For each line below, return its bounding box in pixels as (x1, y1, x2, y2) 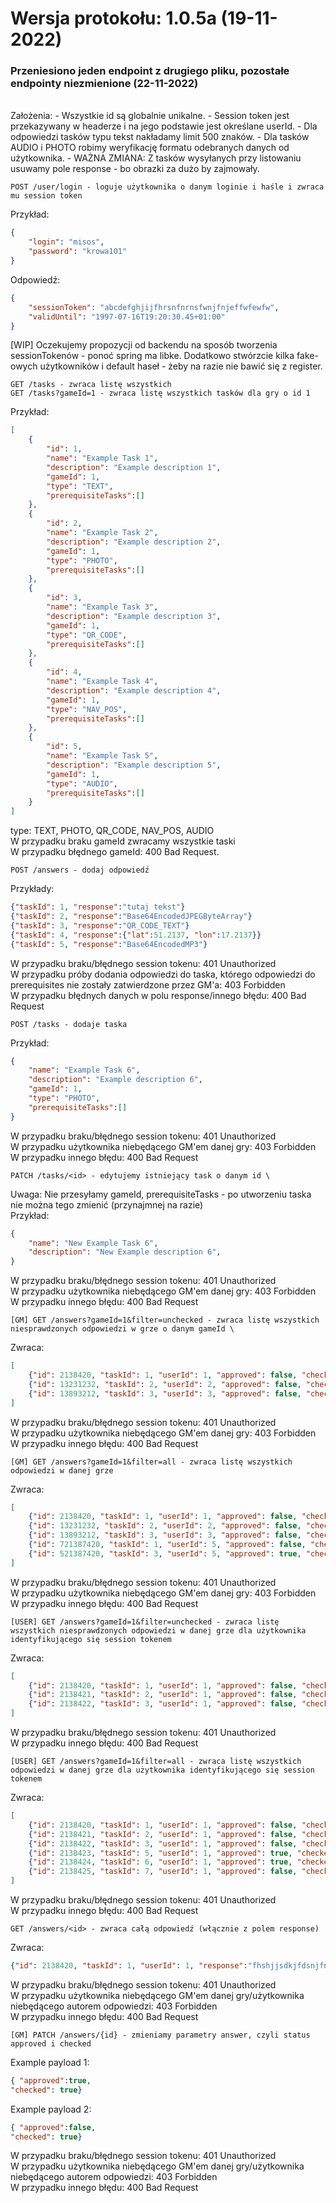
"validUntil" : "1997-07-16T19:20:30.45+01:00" (28, 312, 226, 322)
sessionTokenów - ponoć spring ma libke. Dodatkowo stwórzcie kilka (10, 350, 295, 362)
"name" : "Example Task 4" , (46, 677, 159, 687)
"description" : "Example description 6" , (28, 1075, 203, 1085)
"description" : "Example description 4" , (46, 685, 222, 696)
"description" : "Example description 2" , (46, 537, 222, 547)
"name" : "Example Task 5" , (46, 751, 159, 761)
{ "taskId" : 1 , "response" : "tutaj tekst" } (10, 902, 186, 912)
